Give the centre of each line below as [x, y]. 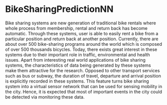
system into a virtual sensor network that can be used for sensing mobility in [84, 86]
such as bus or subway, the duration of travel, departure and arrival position [83, 76]
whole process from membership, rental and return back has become [77, 28]
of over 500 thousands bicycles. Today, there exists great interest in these [81, 49]
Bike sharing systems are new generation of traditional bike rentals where [81, 23]
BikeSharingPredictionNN [59, 9]
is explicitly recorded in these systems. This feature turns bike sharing [77, 81]
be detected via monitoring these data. [45, 97]
